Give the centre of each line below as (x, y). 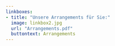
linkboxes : (19, 12)
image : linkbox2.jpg (37, 23)
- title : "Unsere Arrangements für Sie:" (58, 17)
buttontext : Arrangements (43, 34)
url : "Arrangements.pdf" (42, 28)
